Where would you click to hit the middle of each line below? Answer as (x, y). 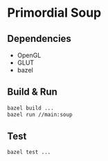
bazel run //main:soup (40, 114)
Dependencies (39, 39)
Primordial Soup (54, 13)
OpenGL (29, 55)
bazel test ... (29, 152)
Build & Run (32, 92)
